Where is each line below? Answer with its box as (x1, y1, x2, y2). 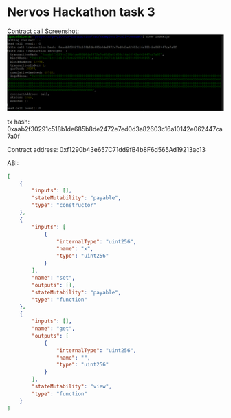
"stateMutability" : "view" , (32, 383, 112, 390)
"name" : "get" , (32, 325, 76, 332)
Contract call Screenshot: (7, 27, 80, 35)
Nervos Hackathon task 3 (7, 4, 156, 20)
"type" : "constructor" (32, 202, 97, 209)
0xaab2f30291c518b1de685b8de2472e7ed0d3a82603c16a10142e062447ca (7, 124, 223, 133)
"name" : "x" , (56, 245, 94, 252)
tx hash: (7, 118, 30, 126)
